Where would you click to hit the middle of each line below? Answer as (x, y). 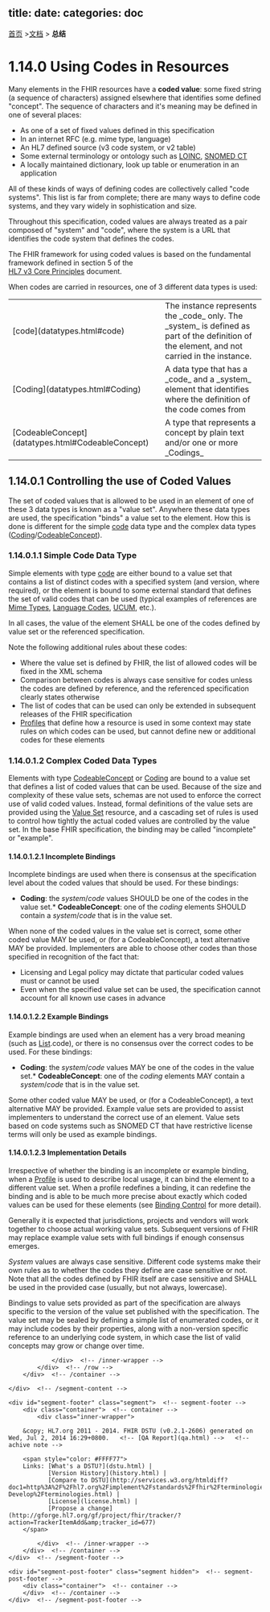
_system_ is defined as (207, 325)
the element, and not (204, 345)
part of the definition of (208, 336)
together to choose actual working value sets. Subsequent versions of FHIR (133, 1229)
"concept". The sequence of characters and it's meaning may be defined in (133, 106)
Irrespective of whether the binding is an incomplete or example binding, (129, 1170)
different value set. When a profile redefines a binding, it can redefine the (130, 1188)
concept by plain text (205, 432)
